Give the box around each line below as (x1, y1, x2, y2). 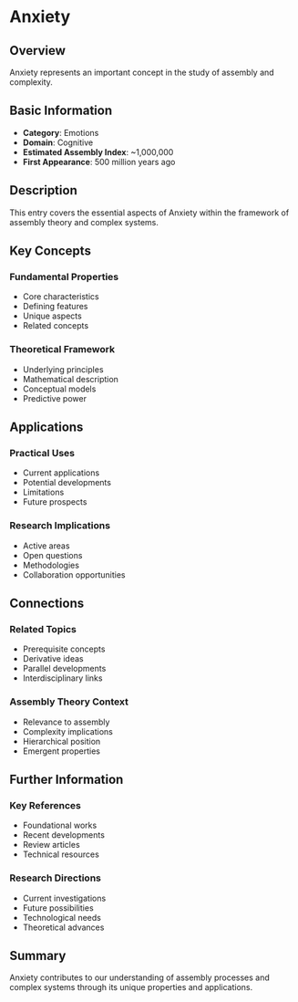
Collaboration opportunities (22, 569, 126, 580)
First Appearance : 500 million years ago (22, 156, 176, 167)
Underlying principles (22, 363, 104, 375)
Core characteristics (22, 291, 99, 302)
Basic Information (9, 103, 113, 119)
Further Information (9, 771, 124, 787)
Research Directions (9, 872, 102, 884)
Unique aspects (22, 310, 82, 321)
